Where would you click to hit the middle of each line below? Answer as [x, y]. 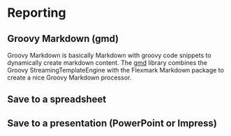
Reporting [37, 13]
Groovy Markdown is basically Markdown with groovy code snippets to [109, 55]
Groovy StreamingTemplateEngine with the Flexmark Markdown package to [116, 70]
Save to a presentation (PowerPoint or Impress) [112, 123]
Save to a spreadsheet [57, 99]
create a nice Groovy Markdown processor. [69, 77]
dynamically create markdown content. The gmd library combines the [107, 63]
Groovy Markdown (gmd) [63, 39]
